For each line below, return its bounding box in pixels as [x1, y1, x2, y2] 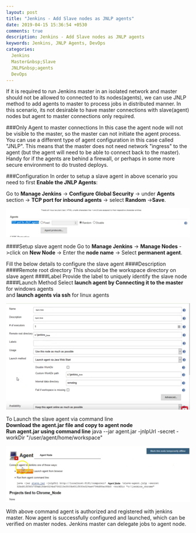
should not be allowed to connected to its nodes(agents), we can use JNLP [6, 94, 187, 101]
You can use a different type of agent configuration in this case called [6, 136, 174, 143]
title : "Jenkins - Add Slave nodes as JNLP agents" [6, 15, 134, 22]
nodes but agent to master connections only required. [6, 113, 135, 120]
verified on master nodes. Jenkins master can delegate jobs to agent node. [6, 521, 187, 528]
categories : [6, 47, 35, 53]
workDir [6, 434, 25, 441]
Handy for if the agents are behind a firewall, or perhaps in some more [6, 155, 175, 162]
